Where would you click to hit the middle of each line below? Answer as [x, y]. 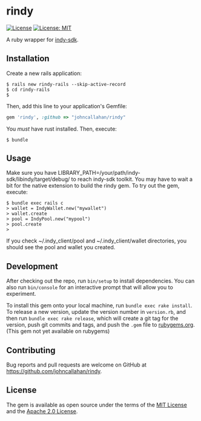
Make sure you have [31, 173]
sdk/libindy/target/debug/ [38, 179]
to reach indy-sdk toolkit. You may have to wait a [132, 179]
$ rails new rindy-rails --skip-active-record [66, 84]
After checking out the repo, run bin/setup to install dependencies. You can [100, 281]
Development [32, 266]
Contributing [31, 350]
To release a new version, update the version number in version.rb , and [96, 312]
